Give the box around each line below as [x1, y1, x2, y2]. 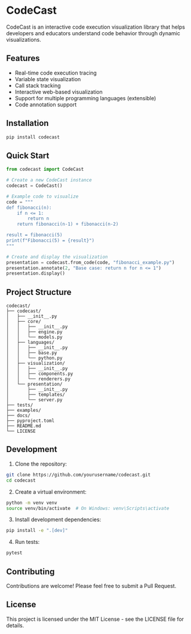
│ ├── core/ [6, 319, 42, 325]
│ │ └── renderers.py [6, 376, 70, 382]
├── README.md [6, 423, 42, 429]
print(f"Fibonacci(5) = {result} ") [6, 238, 95, 244]
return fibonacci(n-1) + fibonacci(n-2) [17, 221, 119, 227]
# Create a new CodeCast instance [6, 177, 93, 183]
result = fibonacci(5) [6, 232, 63, 238]
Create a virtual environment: [14, 488, 87, 495]
